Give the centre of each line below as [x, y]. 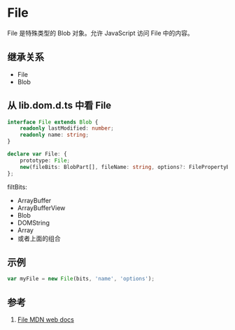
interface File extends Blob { [53, 122]
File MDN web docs [46, 320]
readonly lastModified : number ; [67, 128]
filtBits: [17, 187]
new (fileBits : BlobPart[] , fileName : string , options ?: [103, 167]
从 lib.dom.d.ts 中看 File [59, 106]
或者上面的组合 [39, 238]
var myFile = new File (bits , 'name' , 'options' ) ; [81, 279]
